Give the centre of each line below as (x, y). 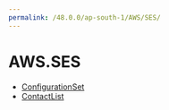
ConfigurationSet (53, 87)
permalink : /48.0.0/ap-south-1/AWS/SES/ (85, 17)
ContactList (42, 96)
